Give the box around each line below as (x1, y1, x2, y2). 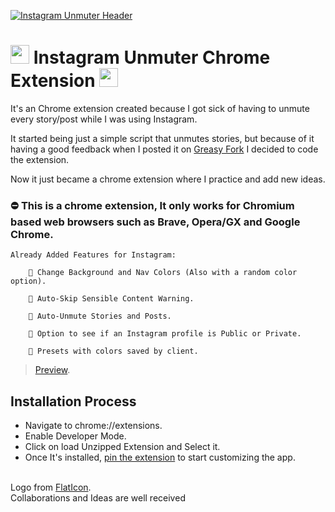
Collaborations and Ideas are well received (10, 492, 186, 504)
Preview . (34, 364, 71, 376)
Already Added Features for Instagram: (10, 250, 177, 260)
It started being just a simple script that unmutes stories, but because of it (10, 132, 315, 144)
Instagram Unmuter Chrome (33, 46, 271, 69)
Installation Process (10, 393, 137, 410)
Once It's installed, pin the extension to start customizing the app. (24, 451, 296, 464)
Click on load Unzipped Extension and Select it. (24, 441, 221, 453)
